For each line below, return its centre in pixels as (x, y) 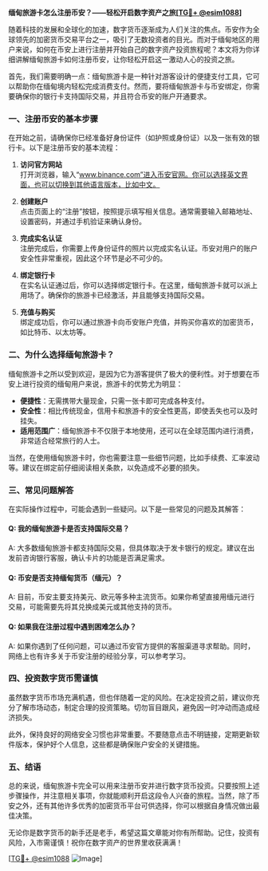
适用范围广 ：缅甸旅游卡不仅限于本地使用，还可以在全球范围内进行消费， (138, 431)
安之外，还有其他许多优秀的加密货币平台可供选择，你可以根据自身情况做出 (130, 806)
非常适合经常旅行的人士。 (62, 440)
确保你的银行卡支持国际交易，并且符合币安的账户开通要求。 (113, 96)
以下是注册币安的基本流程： (75, 148)
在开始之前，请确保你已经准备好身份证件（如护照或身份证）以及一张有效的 (130, 138)
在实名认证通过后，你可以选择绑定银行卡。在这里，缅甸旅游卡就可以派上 (138, 286)
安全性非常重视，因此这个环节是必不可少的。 (93, 258)
